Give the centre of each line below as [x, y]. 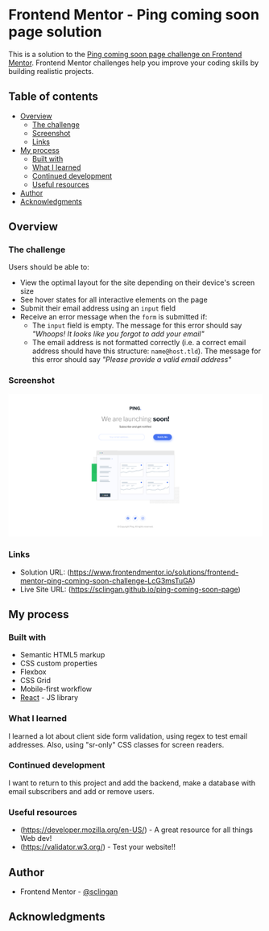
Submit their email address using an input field [97, 308]
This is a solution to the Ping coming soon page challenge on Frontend [125, 54]
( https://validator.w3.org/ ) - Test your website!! [97, 847]
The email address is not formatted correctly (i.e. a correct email [139, 343]
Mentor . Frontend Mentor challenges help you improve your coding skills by [134, 63]
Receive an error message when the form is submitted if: [114, 317]
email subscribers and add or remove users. [81, 791]
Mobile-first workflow [56, 689]
